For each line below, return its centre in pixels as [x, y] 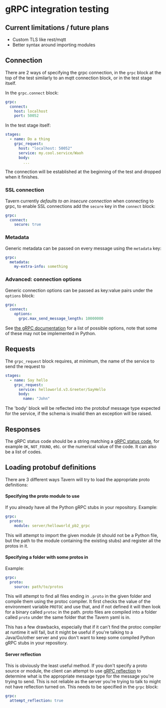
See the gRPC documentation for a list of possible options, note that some [81, 328]
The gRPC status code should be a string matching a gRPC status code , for [82, 441]
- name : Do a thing [30, 139]
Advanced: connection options [43, 279]
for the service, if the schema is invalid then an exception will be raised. [79, 414]
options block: [20, 296]
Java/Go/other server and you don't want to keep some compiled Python [80, 638]
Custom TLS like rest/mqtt [39, 39]
